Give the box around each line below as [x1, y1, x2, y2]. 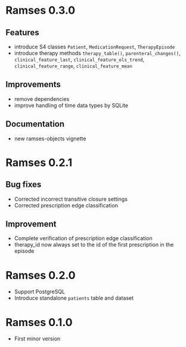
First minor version [14, 335, 61, 342]
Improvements [5, 79, 61, 90]
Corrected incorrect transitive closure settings [14, 195, 128, 202]
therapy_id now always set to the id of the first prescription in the [14, 241, 174, 248]
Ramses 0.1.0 [5, 315, 73, 329]
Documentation [5, 119, 65, 129]
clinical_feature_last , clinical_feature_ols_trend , [14, 56, 145, 63]
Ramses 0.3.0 [5, 4, 76, 17]
